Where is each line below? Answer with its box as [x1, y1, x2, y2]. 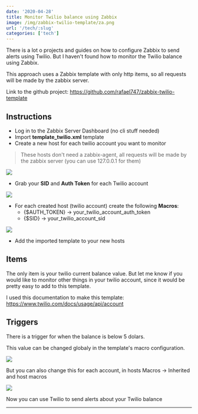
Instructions [6, 111, 52, 121]
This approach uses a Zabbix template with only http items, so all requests [6, 71, 187, 78]
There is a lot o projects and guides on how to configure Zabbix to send [6, 47, 180, 54]
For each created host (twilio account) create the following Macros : [14, 202, 179, 209]
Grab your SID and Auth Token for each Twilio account [14, 180, 148, 187]
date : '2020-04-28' [6, 8, 54, 15]
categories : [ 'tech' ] [6, 31, 60, 37]
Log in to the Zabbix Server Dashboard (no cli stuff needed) [14, 127, 160, 134]
